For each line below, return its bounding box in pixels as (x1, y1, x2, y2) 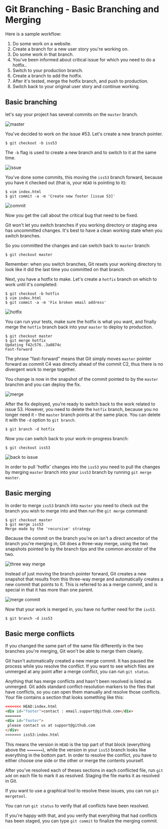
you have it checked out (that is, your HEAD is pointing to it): (5, 180, 127, 186)
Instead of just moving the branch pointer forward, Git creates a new (5, 570, 147, 576)
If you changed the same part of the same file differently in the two (5, 643, 143, 649)
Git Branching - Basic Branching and (5, 4, 159, 15)
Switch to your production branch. (12, 67, 84, 73)
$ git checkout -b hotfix (5, 291, 59, 296)
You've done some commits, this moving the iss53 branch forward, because (5, 174, 163, 180)
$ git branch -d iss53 (5, 616, 53, 621)
